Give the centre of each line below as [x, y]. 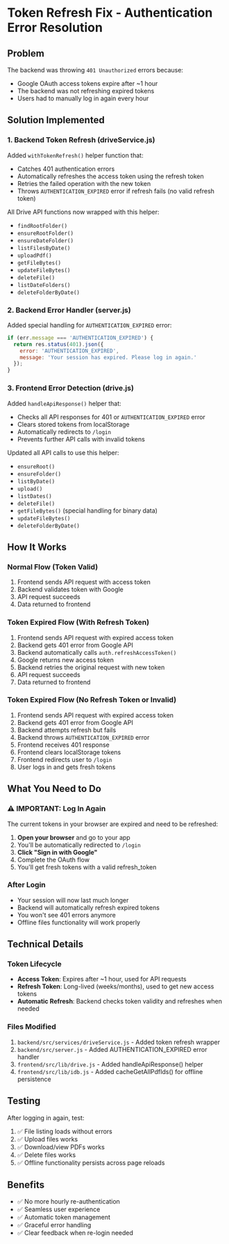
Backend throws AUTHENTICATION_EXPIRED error [83, 737]
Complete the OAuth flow [53, 860]
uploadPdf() [34, 256]
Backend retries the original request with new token [91, 667]
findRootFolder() [42, 226]
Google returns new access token [66, 660]
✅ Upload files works [48, 1139]
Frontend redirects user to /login [65, 759]
